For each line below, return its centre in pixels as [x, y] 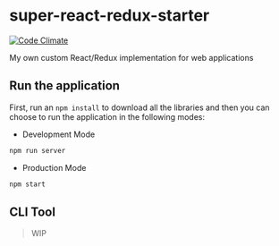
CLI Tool [33, 212]
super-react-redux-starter [110, 16]
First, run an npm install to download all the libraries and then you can [139, 107]
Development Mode [59, 134]
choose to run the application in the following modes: [107, 116]
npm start [28, 184]
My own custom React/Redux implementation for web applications [131, 57]
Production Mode [54, 167]
